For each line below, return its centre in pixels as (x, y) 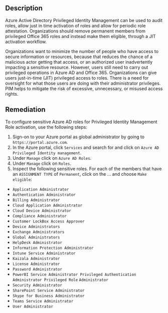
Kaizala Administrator (36, 258)
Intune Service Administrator (44, 253)
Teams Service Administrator (43, 301)
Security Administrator (37, 285)
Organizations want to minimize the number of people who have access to (82, 51)
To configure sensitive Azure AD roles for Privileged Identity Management (81, 122)
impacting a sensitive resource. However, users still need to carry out (77, 67)
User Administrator (33, 306)
